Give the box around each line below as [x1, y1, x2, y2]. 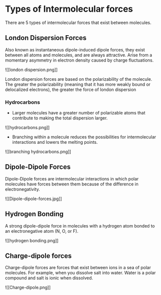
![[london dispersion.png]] [5, 67, 58, 72]
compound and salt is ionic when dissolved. [5, 275, 93, 281]
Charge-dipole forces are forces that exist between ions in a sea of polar [5, 265, 151, 271]
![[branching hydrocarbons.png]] [5, 149, 72, 155]
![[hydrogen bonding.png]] [5, 237, 59, 243]
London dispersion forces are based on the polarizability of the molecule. [5, 76, 152, 82]
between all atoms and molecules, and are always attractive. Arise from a [5, 52, 152, 58]
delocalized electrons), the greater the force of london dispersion [5, 87, 137, 92]
